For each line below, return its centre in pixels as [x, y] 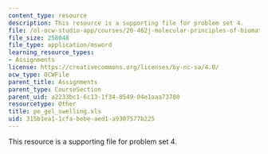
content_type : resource [48, 15]
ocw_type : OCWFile [39, 75]
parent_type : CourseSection [55, 89]
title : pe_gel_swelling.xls [55, 112]
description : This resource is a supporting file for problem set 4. [126, 23]
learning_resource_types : [51, 52]
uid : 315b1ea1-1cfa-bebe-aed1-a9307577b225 [82, 119]
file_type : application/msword [60, 45]
